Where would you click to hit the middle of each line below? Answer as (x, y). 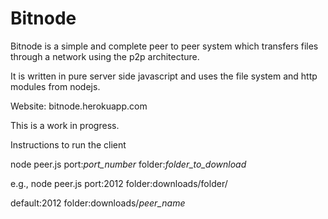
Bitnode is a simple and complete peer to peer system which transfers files (164, 46)
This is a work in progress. (65, 125)
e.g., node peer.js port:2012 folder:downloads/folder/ (119, 183)
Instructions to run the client (68, 144)
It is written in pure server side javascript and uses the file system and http (164, 76)
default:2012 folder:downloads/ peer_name (98, 203)
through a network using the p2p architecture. (105, 56)
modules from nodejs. (55, 86)
